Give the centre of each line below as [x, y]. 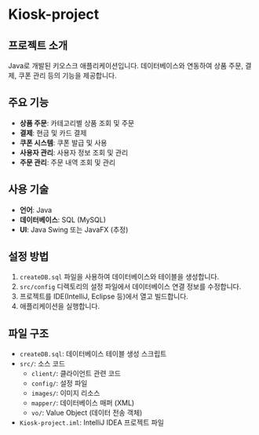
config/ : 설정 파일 [59, 383]
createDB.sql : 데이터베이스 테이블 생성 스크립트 [93, 354]
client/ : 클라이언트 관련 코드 [76, 374]
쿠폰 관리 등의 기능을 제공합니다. [67, 75]
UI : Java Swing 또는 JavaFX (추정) [74, 229]
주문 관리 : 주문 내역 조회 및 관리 [67, 162]
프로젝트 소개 [38, 45]
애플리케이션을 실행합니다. [60, 306]
